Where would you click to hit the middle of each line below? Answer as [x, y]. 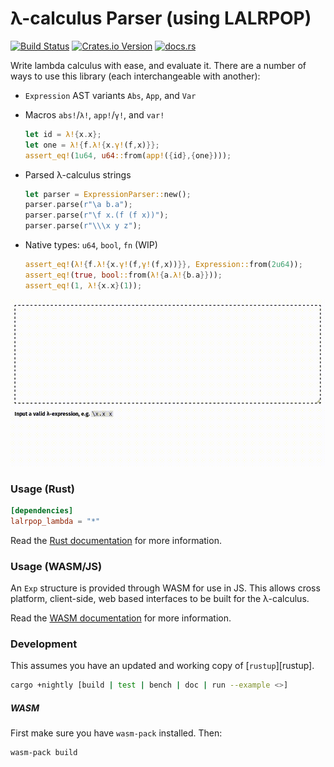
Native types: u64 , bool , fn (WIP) [91, 245]
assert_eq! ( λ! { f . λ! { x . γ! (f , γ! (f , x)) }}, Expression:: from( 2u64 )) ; [163, 265]
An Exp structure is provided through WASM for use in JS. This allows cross [165, 588]
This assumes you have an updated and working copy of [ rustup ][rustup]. [162, 666]
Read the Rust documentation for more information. [116, 540]
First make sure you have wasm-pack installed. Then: [116, 733]
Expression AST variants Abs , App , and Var [110, 95]
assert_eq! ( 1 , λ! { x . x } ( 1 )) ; [83, 285]
